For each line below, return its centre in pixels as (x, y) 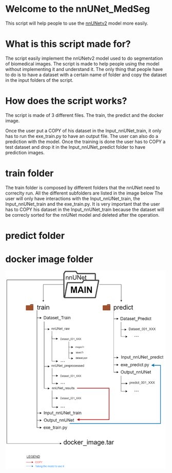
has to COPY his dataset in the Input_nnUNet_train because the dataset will (85, 209)
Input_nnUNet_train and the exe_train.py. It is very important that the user (83, 204)
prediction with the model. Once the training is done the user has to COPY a (85, 142)
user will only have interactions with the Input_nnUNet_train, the (73, 198)
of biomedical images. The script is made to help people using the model (82, 64)
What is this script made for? (68, 44)
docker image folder (49, 259)
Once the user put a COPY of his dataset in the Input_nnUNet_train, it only (83, 130)
